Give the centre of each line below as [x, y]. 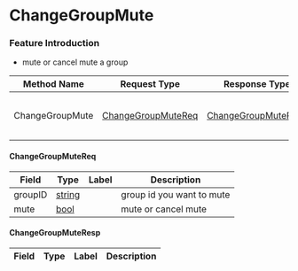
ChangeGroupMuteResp [55, 233]
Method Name [53, 84]
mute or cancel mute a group [75, 62]
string [68, 194]
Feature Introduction [55, 43]
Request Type [150, 84]
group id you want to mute [176, 194]
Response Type [257, 84]
